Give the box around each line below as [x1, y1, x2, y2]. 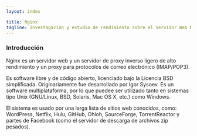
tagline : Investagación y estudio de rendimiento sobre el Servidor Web [6, 25, 188, 30]
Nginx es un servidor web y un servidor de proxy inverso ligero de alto [6, 57, 176, 64]
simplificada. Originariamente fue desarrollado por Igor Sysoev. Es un [6, 81, 174, 88]
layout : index [6, 8, 41, 15]
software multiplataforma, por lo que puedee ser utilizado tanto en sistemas [6, 87, 189, 94]
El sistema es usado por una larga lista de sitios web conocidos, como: [6, 104, 177, 111]
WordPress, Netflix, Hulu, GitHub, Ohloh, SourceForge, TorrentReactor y [6, 110, 180, 117]
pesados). [6, 123, 30, 130]
